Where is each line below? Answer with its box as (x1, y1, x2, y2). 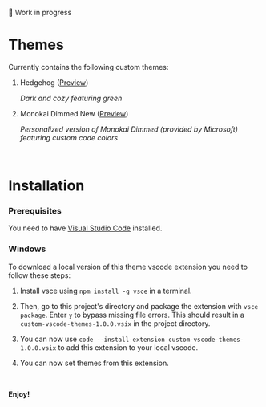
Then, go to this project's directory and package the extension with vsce (19, 301, 259, 311)
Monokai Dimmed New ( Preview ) (19, 108, 129, 118)
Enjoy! (8, 389, 30, 399)
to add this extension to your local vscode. (58, 342, 199, 352)
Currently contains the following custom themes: (8, 62, 169, 71)
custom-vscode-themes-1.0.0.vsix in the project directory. (19, 318, 211, 328)
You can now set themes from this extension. (19, 358, 170, 368)
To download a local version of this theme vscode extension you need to (8, 262, 248, 271)
